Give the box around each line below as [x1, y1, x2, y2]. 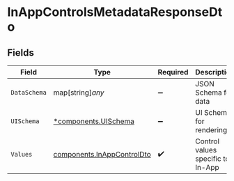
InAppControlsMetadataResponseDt [7, 4, 223, 20]
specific [194, 154, 221, 164]
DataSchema [10, 88, 47, 96]
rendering [194, 125, 228, 134]
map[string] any [53, 88, 104, 97]
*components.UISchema [53, 116, 134, 126]
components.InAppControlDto [53, 150, 151, 159]
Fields [7, 47, 35, 58]
